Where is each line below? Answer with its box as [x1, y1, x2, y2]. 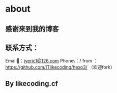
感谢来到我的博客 [5, 24, 59, 33]
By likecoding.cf [5, 79, 58, 88]
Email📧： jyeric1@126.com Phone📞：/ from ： [5, 58, 98, 64]
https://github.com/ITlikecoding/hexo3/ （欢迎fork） [5, 64, 115, 70]
